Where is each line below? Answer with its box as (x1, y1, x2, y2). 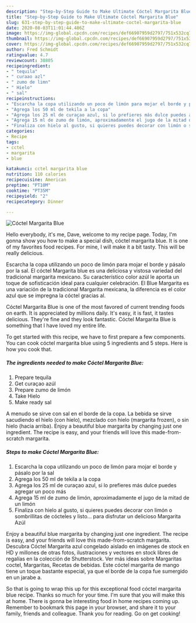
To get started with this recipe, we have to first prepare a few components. (6, 333, 185, 340)
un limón (14, 501, 36, 508)
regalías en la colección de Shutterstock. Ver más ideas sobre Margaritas (6, 555, 182, 562)
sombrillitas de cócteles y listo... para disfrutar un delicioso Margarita (14, 513, 181, 520)
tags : (6, 139, 19, 145)
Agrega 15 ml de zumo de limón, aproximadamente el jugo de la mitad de (14, 494, 190, 501)
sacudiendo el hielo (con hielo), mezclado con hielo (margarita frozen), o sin (6, 417, 189, 424)
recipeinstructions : (6, 95, 57, 101)
